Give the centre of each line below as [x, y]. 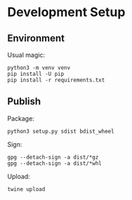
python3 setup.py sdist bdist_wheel [61, 131]
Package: [21, 118]
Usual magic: [26, 55]
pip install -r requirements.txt [56, 80]
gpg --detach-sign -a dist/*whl [54, 163]
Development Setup [66, 12]
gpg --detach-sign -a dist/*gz [53, 157]
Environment [36, 38]
